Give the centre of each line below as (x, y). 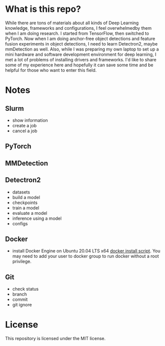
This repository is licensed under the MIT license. (55, 339)
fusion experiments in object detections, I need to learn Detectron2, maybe (82, 44)
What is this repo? (43, 9)
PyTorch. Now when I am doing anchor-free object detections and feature (80, 39)
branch (20, 294)
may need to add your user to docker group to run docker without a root (85, 256)
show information (30, 120)
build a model (26, 197)
